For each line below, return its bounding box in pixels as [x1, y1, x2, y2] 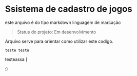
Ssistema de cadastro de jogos [5, 3, 133, 15]
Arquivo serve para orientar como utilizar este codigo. [5, 38, 114, 44]
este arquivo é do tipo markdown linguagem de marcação [5, 19, 121, 25]
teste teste [5, 48, 29, 53]
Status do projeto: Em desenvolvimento [17, 29, 96, 35]
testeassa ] [5, 56, 28, 62]
